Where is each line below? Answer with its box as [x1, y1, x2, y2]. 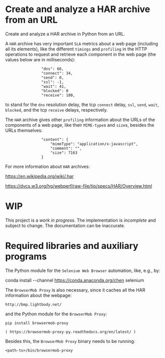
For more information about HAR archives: [5, 163, 90, 169]
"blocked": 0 [41, 88, 69, 94]
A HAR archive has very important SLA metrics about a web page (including [5, 40, 158, 46]
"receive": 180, [41, 93, 75, 98]
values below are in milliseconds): [5, 56, 75, 62]
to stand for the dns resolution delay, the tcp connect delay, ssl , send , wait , [5, 102, 159, 108]
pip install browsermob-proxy [5, 320, 69, 325]
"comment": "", [50, 146, 82, 151]
